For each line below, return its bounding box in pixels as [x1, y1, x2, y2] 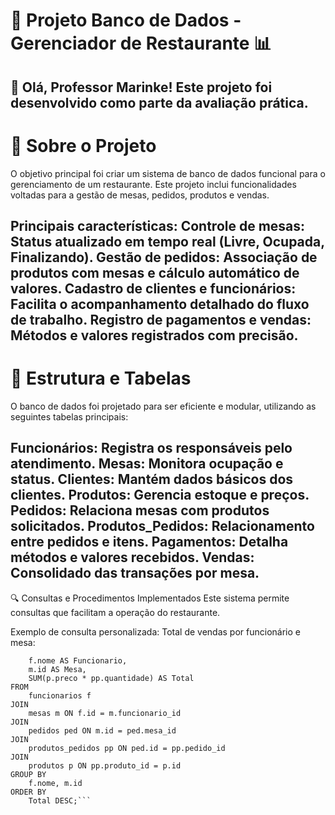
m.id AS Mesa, [28, 664, 87, 674]
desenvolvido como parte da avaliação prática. [10, 94, 309, 111]
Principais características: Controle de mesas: [10, 217, 306, 234]
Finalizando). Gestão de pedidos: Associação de [10, 249, 318, 266]
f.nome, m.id [28, 778, 83, 788]
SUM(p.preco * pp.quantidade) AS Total [28, 673, 195, 683]
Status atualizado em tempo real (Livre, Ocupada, [10, 233, 325, 250]
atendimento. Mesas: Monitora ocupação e [10, 455, 284, 473]
